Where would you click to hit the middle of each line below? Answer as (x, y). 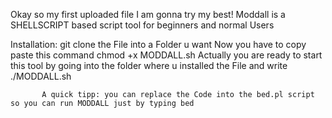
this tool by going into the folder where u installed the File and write (149, 65)
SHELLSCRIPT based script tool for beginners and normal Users (142, 25)
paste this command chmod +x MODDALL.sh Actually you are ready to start (166, 55)
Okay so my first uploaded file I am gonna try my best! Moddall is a (148, 14)
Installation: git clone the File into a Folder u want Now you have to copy (158, 44)
